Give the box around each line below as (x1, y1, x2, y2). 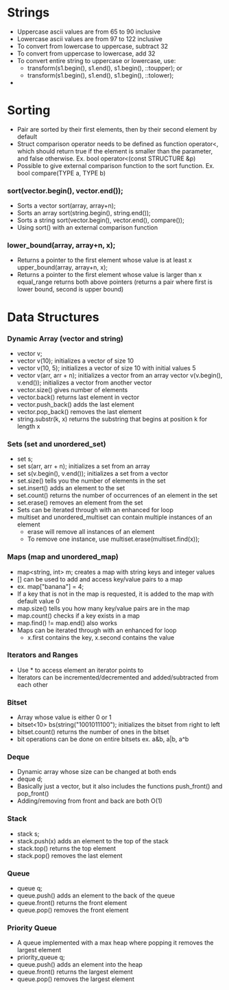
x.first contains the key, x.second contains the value (27, 633, 175, 642)
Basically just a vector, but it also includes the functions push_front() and (16, 782, 223, 790)
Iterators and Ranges (7, 650, 79, 660)
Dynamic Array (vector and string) (7, 334, 123, 343)
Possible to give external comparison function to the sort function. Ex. (16, 161, 215, 169)
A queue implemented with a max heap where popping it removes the (16, 939, 214, 947)
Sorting (7, 103, 51, 118)
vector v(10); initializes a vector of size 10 (16, 357, 134, 365)
